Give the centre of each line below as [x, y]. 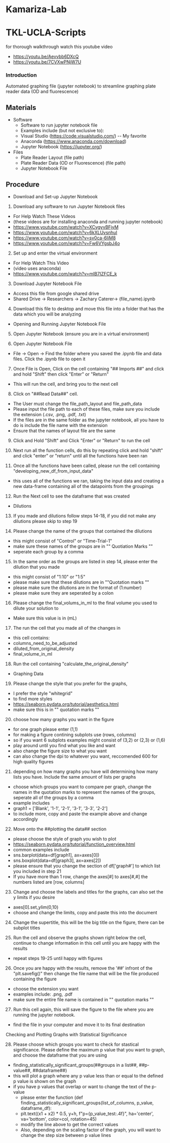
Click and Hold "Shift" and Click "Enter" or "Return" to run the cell [82, 441]
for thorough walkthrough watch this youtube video [59, 47]
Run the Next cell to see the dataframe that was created [71, 496]
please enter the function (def [52, 1098]
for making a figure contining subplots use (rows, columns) [74, 735]
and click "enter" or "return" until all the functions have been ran [80, 456]
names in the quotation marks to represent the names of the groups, [84, 792]
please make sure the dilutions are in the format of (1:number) [77, 588]
